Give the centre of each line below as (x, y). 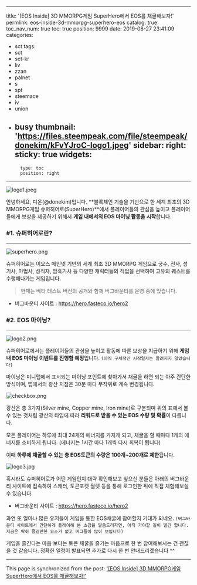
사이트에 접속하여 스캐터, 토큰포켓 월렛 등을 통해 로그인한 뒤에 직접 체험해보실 (101, 486)
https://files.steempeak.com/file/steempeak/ (102, 136)
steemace (27, 96)
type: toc (32, 168)
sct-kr (22, 59)
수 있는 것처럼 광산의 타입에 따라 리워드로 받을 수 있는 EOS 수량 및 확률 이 (89, 415)
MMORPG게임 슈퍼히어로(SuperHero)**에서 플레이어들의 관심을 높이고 (88, 209)
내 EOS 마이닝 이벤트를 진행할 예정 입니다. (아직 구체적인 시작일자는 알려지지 (89, 358)
